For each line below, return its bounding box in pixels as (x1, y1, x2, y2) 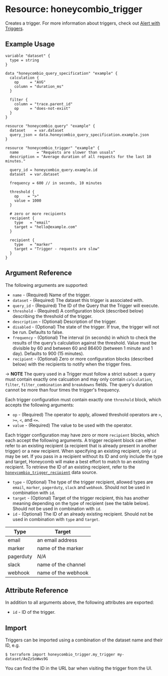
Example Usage (5, 40, 55, 49)
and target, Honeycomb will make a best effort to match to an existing (5, 458, 149, 464)
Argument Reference (5, 269, 72, 277)
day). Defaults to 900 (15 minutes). (12, 350, 84, 357)
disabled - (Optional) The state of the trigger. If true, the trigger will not (12, 323, 159, 329)
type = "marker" (14, 242, 53, 247)
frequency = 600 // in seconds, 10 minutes (10, 181, 102, 186)
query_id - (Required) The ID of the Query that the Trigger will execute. (12, 302, 159, 308)
